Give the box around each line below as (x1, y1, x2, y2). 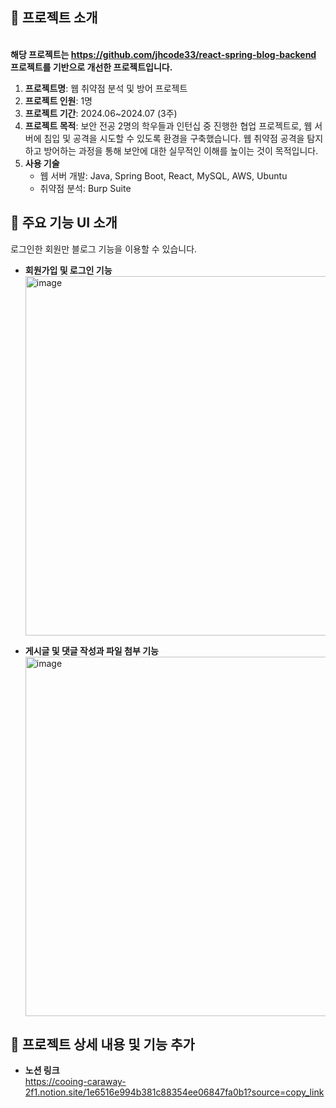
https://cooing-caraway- (24, 1076, 127, 1088)
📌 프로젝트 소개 (10, 9, 98, 27)
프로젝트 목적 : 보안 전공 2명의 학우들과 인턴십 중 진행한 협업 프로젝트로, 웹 (24, 119, 313, 132)
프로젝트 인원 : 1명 (24, 94, 93, 107)
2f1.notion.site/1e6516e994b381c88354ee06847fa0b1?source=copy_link (24, 1086, 325, 1098)
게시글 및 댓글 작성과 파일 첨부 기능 (24, 644, 159, 657)
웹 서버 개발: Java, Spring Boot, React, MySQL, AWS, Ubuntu (39, 169, 288, 182)
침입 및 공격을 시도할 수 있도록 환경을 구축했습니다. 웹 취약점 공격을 (43, 132, 305, 144)
